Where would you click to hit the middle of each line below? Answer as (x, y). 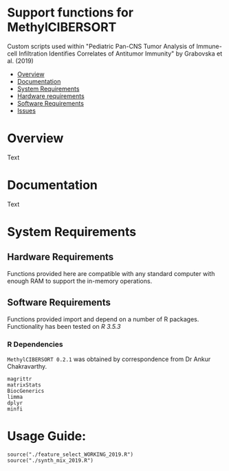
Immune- (209, 46)
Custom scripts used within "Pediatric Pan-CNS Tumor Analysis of (101, 46)
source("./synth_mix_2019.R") (51, 460)
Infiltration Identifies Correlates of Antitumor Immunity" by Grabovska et (120, 54)
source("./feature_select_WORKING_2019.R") (70, 455)
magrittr (20, 379)
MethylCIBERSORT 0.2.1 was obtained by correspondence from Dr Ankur (109, 359)
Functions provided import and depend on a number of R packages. (103, 319)
